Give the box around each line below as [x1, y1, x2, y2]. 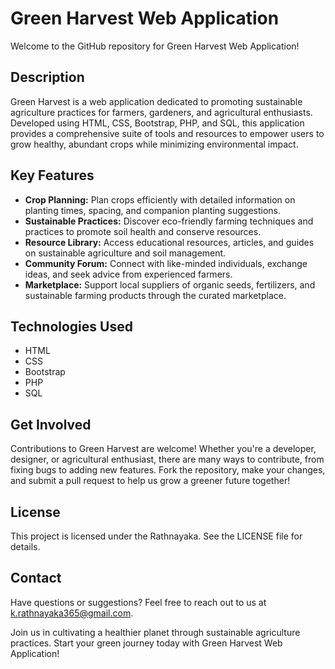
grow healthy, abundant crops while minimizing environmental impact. [10, 138, 299, 150]
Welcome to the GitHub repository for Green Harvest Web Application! [10, 40, 300, 52]
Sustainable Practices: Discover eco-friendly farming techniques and [24, 215, 314, 227]
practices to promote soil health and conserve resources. [24, 225, 262, 237]
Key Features [10, 167, 95, 184]
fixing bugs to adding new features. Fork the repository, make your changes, [10, 464, 326, 476]
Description [10, 69, 85, 86]
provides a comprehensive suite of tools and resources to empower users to [10, 127, 325, 139]
